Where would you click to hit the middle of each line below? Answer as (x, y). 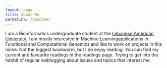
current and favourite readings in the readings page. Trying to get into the (82, 55)
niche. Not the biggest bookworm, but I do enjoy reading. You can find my (82, 50)
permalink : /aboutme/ (28, 19)
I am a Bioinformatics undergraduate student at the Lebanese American (79, 34)
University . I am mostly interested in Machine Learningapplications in (77, 39)
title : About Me (22, 15)
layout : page (19, 10)
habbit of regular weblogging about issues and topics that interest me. (78, 60)
